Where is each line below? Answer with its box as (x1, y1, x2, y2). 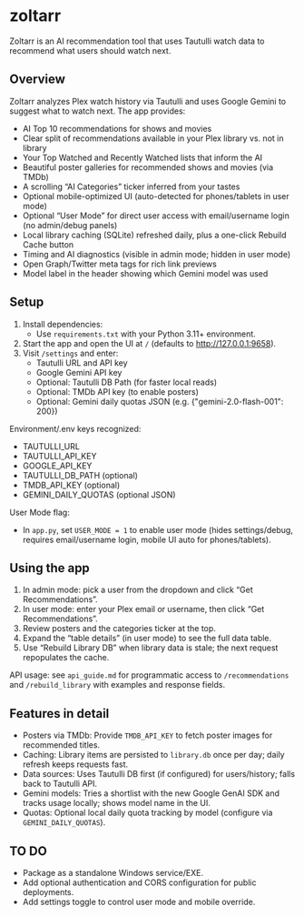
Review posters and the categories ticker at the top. (22, 623, 216, 634)
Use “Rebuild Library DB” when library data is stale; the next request (22, 642, 279, 653)
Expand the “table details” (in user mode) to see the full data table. (22, 633, 272, 644)
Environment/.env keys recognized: (9, 423, 142, 434)
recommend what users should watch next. (9, 45, 172, 55)
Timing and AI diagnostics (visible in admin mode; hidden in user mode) (22, 248, 291, 259)
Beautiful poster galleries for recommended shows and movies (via (22, 161, 274, 173)
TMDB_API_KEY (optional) (22, 479, 121, 490)
